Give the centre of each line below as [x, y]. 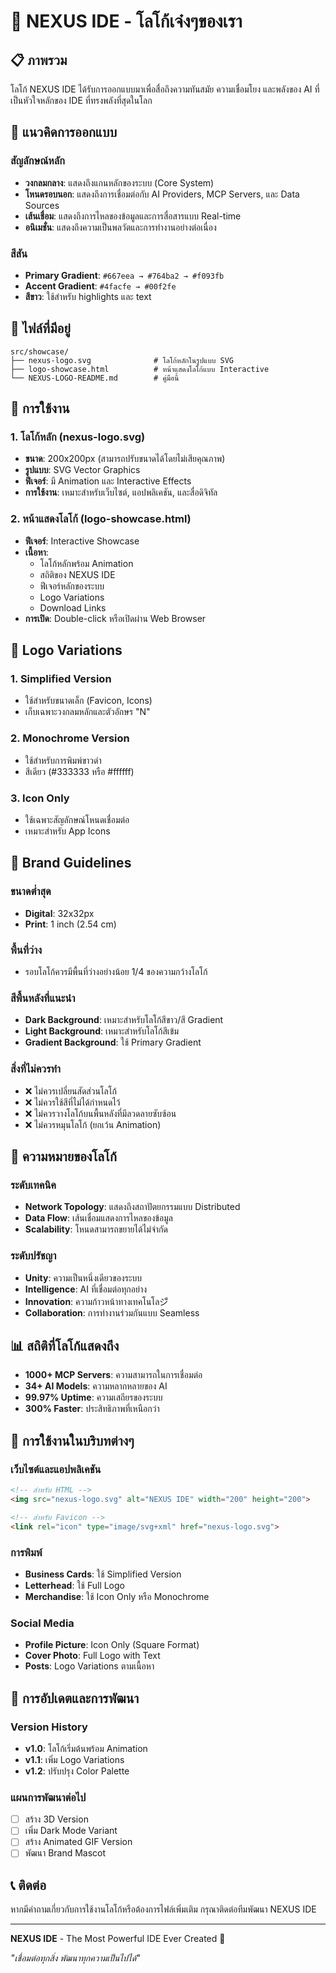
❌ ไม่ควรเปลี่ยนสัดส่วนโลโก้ [71, 1091]
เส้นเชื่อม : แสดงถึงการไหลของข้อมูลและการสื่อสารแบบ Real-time [133, 216]
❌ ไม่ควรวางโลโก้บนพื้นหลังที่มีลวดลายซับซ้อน [100, 1113]
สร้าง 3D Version [56, 1819]
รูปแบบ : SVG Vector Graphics [82, 470]
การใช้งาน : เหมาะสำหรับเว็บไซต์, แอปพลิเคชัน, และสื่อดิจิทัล [121, 492]
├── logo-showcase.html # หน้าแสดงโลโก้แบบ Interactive [140, 369]
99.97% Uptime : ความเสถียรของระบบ [93, 1397]
